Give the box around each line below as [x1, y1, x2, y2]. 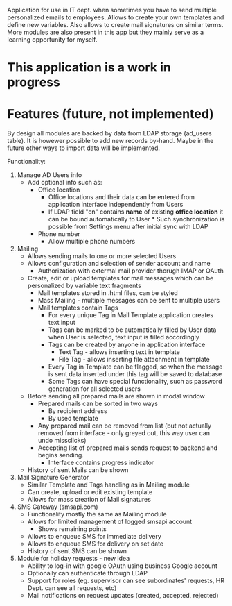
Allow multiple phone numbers [48, 237, 136, 246]
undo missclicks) [37, 437, 87, 445]
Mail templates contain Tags [37, 303, 118, 312]
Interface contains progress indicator [48, 458, 154, 467]
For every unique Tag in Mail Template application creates [48, 311, 213, 319]
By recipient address [48, 407, 107, 415]
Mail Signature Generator [17, 473, 89, 482]
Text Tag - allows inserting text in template [58, 348, 180, 356]
